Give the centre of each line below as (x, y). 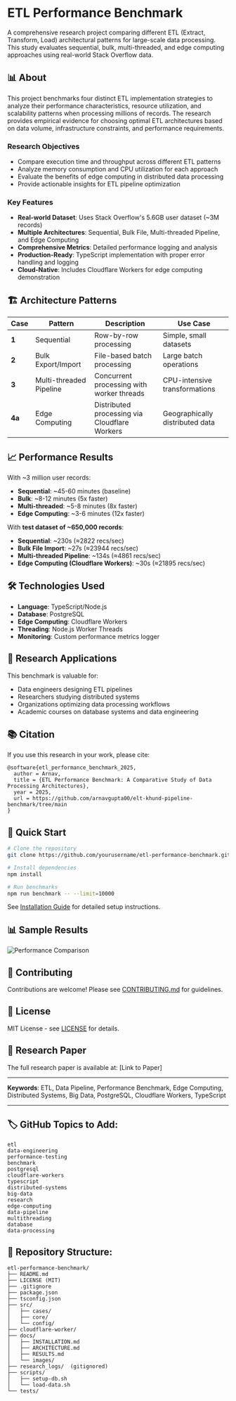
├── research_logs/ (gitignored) (58, 1367)
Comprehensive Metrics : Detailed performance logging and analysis (117, 247)
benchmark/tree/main (38, 805)
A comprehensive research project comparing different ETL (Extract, (106, 32)
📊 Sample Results (48, 930)
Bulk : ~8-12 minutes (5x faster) (63, 498)
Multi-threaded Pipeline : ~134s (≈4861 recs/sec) (89, 555)
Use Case (194, 323)
